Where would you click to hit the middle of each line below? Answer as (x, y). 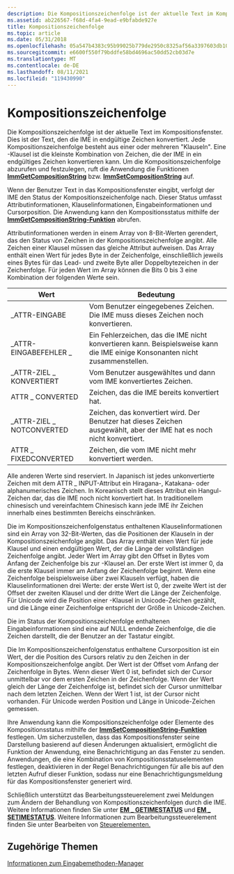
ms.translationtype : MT (42, 59)
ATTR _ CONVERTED (45, 397)
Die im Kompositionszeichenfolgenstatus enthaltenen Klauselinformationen (115, 526)
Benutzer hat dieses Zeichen (136, 421)
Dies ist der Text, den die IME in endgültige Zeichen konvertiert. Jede (107, 139)
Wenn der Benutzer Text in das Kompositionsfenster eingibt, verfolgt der (111, 190)
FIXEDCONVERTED (42, 459)
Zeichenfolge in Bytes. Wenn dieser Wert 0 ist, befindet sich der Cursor (110, 672)
